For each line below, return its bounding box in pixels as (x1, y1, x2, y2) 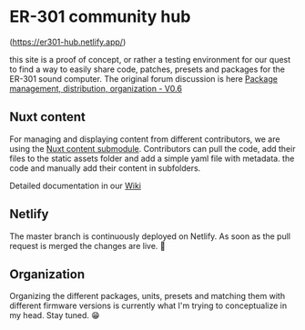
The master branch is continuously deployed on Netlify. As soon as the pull (9, 230, 291, 242)
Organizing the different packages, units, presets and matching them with (9, 291, 285, 302)
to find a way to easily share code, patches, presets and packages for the (9, 64, 285, 75)
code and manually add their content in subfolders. (9, 162, 201, 174)
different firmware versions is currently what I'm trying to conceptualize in (9, 300, 288, 311)
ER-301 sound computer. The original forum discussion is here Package (9, 73, 278, 84)
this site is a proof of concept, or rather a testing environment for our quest (9, 54, 291, 65)
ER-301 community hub (9, 6, 191, 27)
